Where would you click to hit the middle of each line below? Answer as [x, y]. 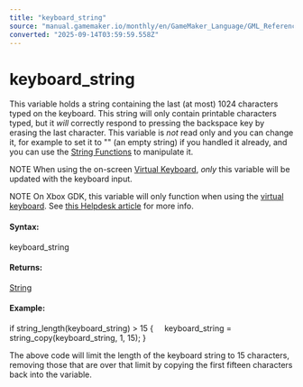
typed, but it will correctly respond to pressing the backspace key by [137, 124]
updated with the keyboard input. [71, 179]
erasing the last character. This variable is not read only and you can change [151, 133]
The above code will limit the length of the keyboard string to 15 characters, [150, 355]
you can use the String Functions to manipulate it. [101, 152]
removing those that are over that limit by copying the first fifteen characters [151, 364]
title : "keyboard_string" [58, 18]
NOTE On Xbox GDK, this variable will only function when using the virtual [147, 197]
